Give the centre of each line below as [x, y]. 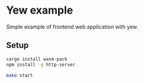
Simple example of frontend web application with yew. [72, 27]
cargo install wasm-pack [37, 59]
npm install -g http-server [41, 65]
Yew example [40, 10]
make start [20, 75]
